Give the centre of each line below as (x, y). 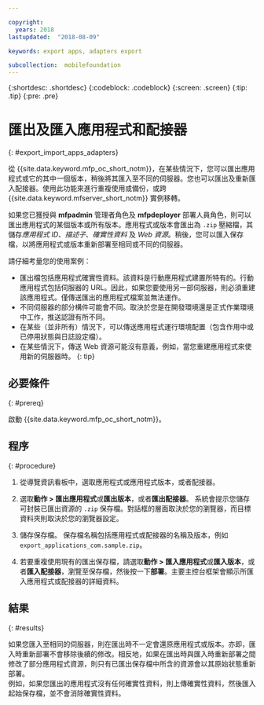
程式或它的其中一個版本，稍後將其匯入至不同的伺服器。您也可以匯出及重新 (128, 178)
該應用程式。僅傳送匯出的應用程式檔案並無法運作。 (102, 297)
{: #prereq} (26, 402)
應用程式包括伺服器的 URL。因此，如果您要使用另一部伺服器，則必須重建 (137, 288)
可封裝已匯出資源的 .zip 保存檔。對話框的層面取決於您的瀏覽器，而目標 (135, 509)
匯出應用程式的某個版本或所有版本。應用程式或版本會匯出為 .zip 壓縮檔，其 (131, 225)
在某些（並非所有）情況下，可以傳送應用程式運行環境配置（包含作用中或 (136, 327)
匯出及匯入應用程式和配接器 (98, 130)
